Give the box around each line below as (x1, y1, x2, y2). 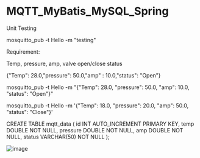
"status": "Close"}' (6, 108, 53, 115)
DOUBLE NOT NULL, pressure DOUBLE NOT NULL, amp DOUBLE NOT (6, 126, 184, 134)
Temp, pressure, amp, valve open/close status (6, 60, 123, 67)
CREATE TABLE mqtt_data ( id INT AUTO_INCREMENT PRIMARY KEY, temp (6, 120, 195, 127)
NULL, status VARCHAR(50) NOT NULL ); (6, 133, 110, 140)
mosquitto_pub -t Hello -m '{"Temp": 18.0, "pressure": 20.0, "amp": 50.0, (6, 102, 189, 109)
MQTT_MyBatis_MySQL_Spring (6, 4, 169, 18)
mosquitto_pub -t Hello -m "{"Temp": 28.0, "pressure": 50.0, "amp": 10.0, (6, 84, 190, 91)
